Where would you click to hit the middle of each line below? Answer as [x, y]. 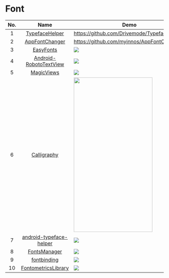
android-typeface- [45, 237]
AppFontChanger [45, 41]
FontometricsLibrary [45, 268]
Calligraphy [45, 154]
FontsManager [45, 251]
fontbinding [45, 259]
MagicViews [45, 72]
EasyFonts [45, 49]
